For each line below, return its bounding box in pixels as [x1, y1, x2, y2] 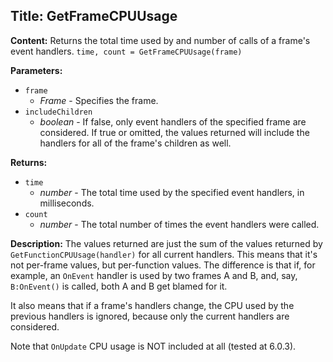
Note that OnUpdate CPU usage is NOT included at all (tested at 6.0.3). [10, 340, 297, 352]
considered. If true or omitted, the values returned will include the [39, 126, 310, 138]
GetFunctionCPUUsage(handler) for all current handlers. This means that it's [10, 248, 318, 260]
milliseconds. [39, 197, 95, 209]
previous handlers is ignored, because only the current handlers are [10, 310, 290, 322]
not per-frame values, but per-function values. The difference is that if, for [10, 259, 316, 271]
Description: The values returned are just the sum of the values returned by [10, 237, 323, 249]
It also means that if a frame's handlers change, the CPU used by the [10, 299, 295, 311]
